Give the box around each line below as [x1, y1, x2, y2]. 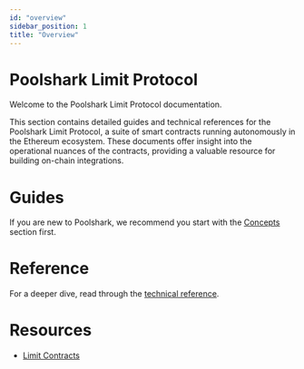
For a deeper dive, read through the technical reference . [9, 288, 220, 299]
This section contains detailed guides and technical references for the [9, 117, 271, 128]
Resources [9, 320, 93, 341]
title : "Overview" [9, 30, 79, 39]
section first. [9, 227, 56, 238]
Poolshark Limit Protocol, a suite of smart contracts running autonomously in [9, 126, 296, 137]
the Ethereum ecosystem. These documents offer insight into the [9, 136, 252, 147]
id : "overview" [9, 13, 67, 23]
